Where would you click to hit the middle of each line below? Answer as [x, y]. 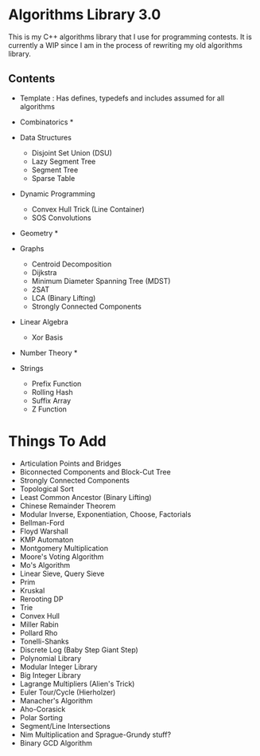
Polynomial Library [50, 658]
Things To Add [58, 441]
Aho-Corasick [43, 709]
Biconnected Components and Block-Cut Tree [95, 471]
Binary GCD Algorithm [56, 742]
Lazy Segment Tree [64, 161]
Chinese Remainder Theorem [68, 506]
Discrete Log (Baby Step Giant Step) [79, 650]
